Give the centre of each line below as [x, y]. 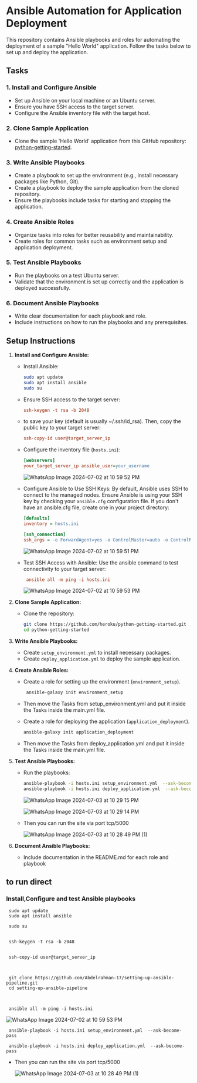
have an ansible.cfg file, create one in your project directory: [96, 507]
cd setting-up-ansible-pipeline [48, 988]
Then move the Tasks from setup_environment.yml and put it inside [104, 704]
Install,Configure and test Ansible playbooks [71, 899]
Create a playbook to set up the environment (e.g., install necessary [96, 176]
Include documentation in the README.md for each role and [96, 857]
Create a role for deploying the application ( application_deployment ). [106, 722]
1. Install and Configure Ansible [51, 88]
